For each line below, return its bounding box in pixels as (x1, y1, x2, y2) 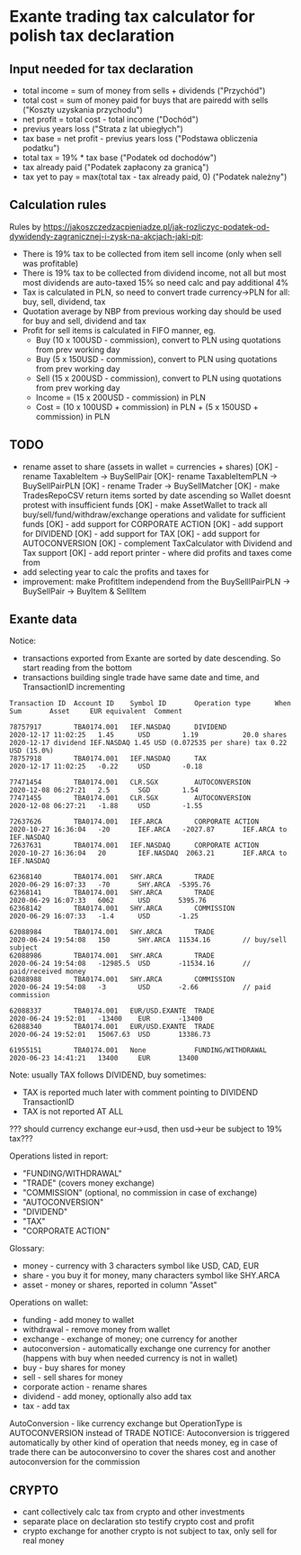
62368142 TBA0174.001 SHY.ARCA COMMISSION (9, 904, 235, 914)
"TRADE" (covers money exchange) (22, 1178, 155, 1188)
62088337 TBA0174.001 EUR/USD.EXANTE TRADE (9, 1006, 216, 1015)
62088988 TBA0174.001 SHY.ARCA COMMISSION (9, 975, 235, 984)
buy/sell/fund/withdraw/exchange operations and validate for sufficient (22, 509, 286, 520)
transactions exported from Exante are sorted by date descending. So (22, 653, 281, 664)
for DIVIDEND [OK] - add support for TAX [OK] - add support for (22, 528, 261, 539)
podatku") (22, 142, 60, 153)
